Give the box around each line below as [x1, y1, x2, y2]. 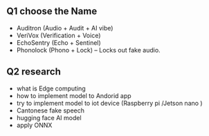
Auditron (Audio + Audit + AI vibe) [16, 23, 113, 32]
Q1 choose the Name [6, 6, 98, 17]
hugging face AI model [16, 113, 82, 122]
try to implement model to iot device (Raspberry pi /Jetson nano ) [16, 99, 203, 107]
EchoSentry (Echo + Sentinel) [16, 38, 101, 47]
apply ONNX [16, 121, 53, 129]
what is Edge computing [16, 84, 86, 93]
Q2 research [6, 66, 62, 78]
